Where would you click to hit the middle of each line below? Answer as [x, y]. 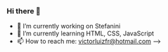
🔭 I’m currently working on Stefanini [69, 26]
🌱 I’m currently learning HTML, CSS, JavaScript [85, 33]
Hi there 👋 [24, 11]
